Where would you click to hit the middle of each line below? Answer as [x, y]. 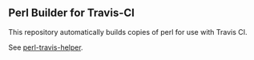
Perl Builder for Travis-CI [71, 13]
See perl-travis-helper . [46, 47]
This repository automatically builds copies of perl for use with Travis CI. [128, 32]
